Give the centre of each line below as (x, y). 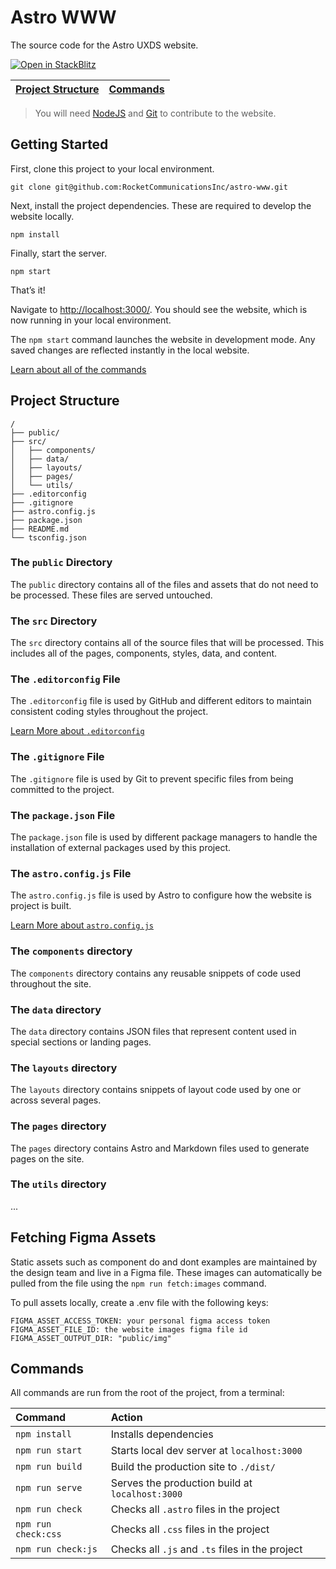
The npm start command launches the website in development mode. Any (163, 339)
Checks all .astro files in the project (195, 1509)
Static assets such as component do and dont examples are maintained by (164, 1262)
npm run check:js (56, 1549)
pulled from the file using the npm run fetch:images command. (138, 1283)
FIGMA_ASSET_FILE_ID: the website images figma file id (129, 1329)
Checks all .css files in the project (190, 1529)
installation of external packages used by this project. (120, 848)
